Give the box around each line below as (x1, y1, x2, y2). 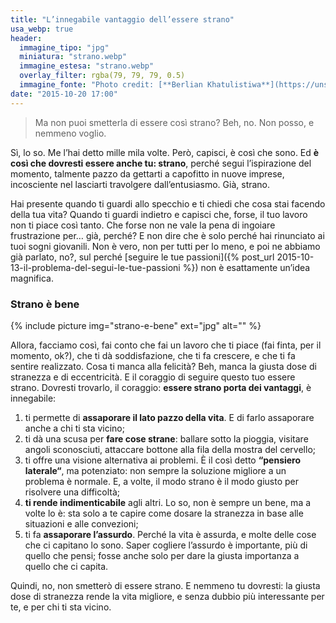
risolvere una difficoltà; (24, 486, 120, 498)
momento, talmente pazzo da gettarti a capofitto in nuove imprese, (10, 167, 285, 180)
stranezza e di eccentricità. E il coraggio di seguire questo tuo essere (10, 371, 296, 383)
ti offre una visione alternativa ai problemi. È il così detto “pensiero (24, 454, 302, 466)
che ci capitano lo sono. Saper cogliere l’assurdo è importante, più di (24, 539, 308, 551)
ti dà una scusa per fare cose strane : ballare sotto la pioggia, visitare (24, 432, 309, 445)
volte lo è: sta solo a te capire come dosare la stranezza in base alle (24, 507, 304, 519)
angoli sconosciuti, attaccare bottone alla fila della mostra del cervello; (24, 443, 316, 455)
